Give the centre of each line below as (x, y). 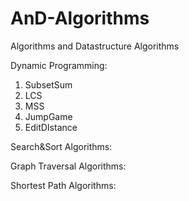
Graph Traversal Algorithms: (68, 166)
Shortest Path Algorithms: (63, 185)
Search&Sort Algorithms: (61, 146)
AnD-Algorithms (80, 18)
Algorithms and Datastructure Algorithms (95, 46)
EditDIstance (51, 127)
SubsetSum (48, 84)
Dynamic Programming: (59, 65)
